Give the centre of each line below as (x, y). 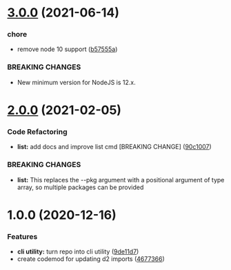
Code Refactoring (37, 131)
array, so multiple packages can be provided (80, 187)
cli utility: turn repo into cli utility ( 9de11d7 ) (78, 252)
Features (22, 236)
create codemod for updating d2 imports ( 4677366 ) (91, 259)
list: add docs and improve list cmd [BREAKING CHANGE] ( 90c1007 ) (114, 147)
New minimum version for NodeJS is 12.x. (76, 82)
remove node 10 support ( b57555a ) (67, 49)
